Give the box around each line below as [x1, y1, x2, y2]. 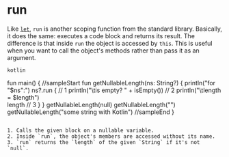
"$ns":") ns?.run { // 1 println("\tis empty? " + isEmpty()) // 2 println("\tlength [7, 86, 221, 94]
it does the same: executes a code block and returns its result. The [7, 31, 195, 40]
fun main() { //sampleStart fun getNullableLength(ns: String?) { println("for [7, 78, 216, 87]
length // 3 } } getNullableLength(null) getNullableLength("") [7, 100, 176, 109]
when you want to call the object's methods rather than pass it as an [7, 46, 200, 55]
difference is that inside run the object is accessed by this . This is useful [7, 39, 213, 47]
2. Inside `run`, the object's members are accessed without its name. [7, 132, 215, 140]
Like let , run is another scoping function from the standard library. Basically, [7, 25, 223, 33]
